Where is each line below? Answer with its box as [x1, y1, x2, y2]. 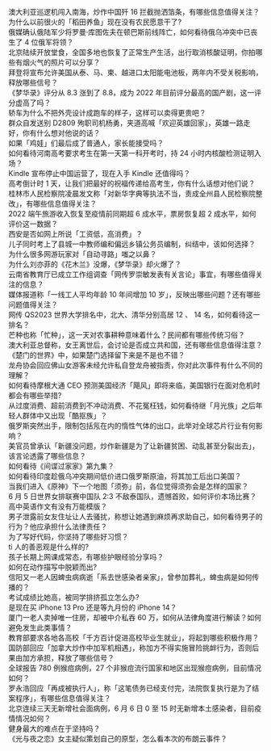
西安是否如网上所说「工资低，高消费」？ [8, 229, 143, 238]
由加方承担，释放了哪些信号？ [15, 653, 115, 662]
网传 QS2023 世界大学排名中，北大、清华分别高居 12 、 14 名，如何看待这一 [8, 310, 261, 319]
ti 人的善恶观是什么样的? [8, 542, 90, 552]
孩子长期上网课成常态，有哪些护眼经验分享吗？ [8, 552, 164, 561]
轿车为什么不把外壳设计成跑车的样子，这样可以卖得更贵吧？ [8, 108, 206, 117]
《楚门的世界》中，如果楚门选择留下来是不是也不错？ [8, 350, 186, 359]
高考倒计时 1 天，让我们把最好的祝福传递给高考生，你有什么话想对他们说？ [8, 178, 256, 188]
